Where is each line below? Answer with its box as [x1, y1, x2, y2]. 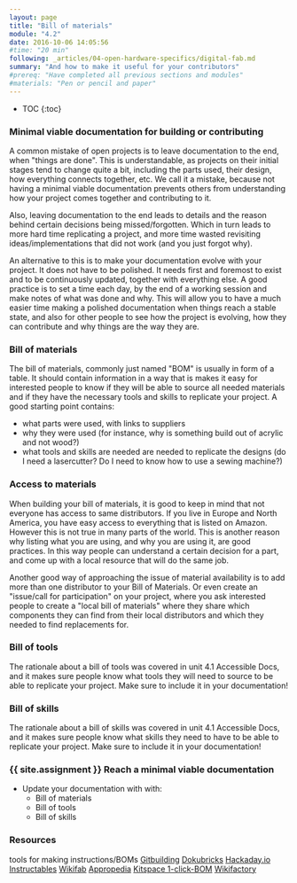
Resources [9, 834, 57, 847]
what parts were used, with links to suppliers [21, 418, 186, 429]
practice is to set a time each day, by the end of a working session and [9, 283, 268, 293]
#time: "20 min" [9, 46, 69, 55]
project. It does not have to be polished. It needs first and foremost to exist [9, 264, 282, 275]
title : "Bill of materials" [9, 21, 113, 30]
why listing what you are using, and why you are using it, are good [9, 535, 251, 546]
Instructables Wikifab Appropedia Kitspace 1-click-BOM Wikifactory [9, 863, 257, 874]
